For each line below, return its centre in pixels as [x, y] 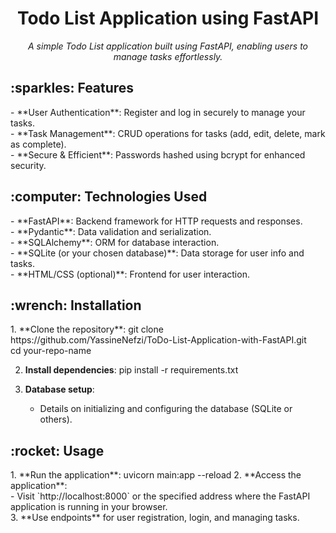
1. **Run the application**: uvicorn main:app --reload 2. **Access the [156, 475]
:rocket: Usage [57, 450]
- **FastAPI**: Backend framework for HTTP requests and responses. [156, 221]
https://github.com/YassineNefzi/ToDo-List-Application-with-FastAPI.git [158, 340]
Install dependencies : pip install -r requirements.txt [131, 370]
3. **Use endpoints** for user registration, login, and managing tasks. [155, 518]
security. [28, 165]
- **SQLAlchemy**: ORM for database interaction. [115, 242]
